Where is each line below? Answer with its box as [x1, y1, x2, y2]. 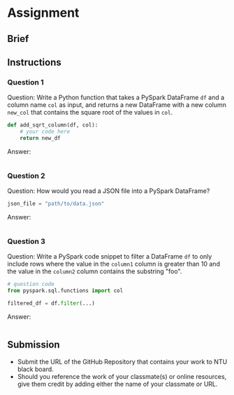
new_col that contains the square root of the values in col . [7, 108, 173, 117]
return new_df [20, 135, 61, 142]
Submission [7, 339, 61, 351]
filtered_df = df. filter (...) [7, 300, 96, 307]
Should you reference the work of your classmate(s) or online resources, [17, 372, 227, 380]
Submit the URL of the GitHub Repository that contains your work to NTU [17, 357, 228, 366]
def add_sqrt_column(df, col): [7, 122, 98, 129]
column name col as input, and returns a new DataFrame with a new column [7, 101, 227, 109]
